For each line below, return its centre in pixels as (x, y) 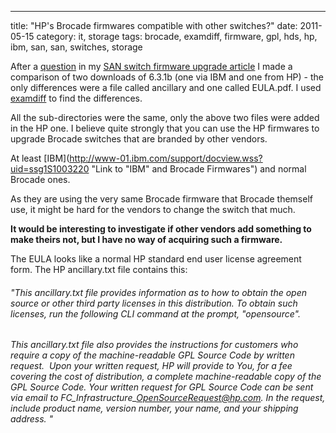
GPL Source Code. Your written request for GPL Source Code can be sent (162, 387)
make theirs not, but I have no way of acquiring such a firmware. (146, 239)
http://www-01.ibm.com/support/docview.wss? (166, 158)
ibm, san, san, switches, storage (76, 47)
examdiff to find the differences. (76, 98)
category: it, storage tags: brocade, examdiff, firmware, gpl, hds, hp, (177, 36)
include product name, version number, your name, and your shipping (154, 408)
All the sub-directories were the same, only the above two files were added (165, 117)
